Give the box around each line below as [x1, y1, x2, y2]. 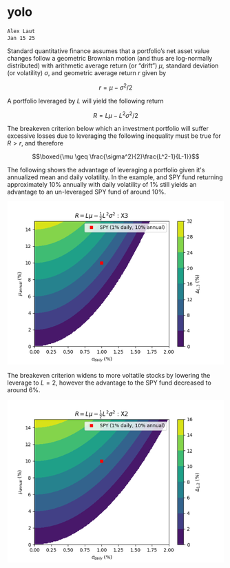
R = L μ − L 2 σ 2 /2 [92, 110, 139, 119]
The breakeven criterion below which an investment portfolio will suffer [7, 125, 209, 133]
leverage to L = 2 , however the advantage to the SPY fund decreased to [7, 378, 211, 387]
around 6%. [7, 386, 41, 394]
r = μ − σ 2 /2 [98, 82, 133, 92]
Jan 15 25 [7, 34, 36, 41]
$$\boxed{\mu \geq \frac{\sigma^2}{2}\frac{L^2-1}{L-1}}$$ [32, 152, 200, 161]
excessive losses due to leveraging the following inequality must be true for [7, 132, 222, 140]
